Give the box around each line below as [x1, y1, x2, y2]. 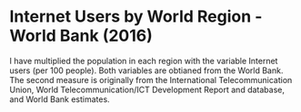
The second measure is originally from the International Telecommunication [9, 74, 293, 85]
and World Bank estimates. [9, 93, 111, 105]
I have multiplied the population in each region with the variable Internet [9, 55, 278, 66]
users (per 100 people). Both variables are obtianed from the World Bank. [9, 65, 284, 76]
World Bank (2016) [9, 25, 153, 46]
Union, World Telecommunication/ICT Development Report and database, [9, 84, 285, 95]
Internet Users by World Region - [9, 6, 263, 27]
